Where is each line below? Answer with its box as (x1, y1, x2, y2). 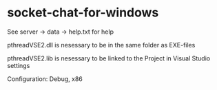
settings (7, 61, 30, 69)
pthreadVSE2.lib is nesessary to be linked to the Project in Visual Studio (7, 54, 211, 63)
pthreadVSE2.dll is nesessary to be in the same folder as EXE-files (7, 41, 196, 49)
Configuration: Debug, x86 (7, 74, 83, 83)
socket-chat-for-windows (7, 5, 159, 21)
